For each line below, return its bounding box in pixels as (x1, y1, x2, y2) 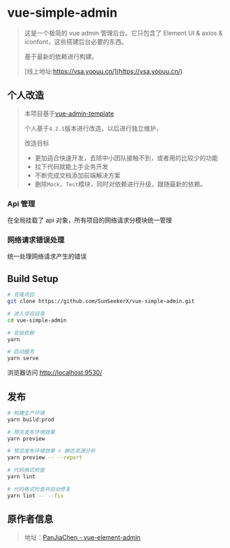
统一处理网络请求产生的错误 (7, 252, 87, 260)
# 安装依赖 (7, 329, 35, 336)
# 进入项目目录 (7, 310, 45, 318)
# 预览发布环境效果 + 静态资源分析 (7, 448, 96, 455)
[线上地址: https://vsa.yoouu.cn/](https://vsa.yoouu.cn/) (24, 67, 183, 75)
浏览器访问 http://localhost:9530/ (7, 368, 102, 377)
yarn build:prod (7, 416, 54, 423)
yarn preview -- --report (7, 454, 82, 461)
